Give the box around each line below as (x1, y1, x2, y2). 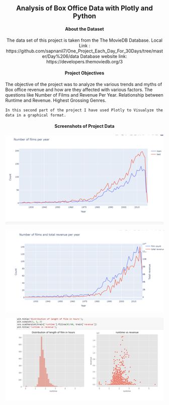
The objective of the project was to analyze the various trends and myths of (5, 81, 162, 87)
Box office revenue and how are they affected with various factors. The (5, 87, 153, 93)
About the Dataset (65, 26, 104, 32)
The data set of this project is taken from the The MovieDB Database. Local (7, 37, 162, 43)
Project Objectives (64, 70, 105, 76)
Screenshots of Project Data (54, 123, 115, 129)
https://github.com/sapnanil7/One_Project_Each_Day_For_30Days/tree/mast (6, 48, 163, 54)
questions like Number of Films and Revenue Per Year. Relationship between (5, 92, 163, 98)
